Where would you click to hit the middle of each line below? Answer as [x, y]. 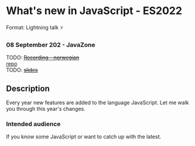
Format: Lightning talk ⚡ [35, 27]
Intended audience [33, 124]
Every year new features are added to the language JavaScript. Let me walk [97, 103]
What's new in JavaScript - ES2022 [94, 11]
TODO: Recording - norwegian [43, 57]
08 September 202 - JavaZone [51, 45]
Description [28, 88]
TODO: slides [22, 70]
